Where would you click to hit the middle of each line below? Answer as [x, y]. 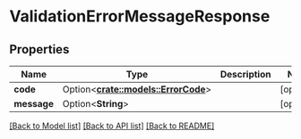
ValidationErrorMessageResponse [140, 16]
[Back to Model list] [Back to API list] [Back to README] [112, 126]
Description [245, 74]
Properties [39, 49]
